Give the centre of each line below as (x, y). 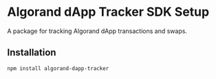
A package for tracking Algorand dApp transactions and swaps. (97, 31)
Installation (32, 53)
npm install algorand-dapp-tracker (58, 68)
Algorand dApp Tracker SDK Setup (108, 12)
